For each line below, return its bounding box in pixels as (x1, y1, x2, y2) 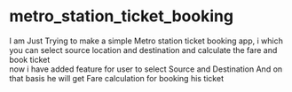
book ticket (9, 54, 51, 65)
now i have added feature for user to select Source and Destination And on (9, 64, 283, 74)
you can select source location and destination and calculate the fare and (9, 44, 278, 55)
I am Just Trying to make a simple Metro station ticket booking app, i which (9, 35, 284, 46)
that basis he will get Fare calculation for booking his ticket (9, 73, 225, 83)
